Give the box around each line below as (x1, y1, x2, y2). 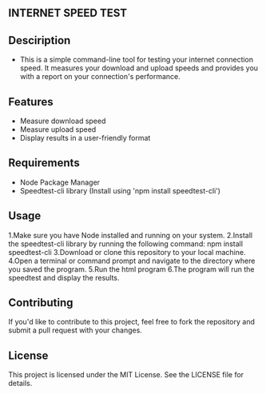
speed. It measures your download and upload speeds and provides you (19, 63, 258, 73)
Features (8, 95, 54, 109)
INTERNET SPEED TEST (8, 6, 128, 20)
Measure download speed (19, 116, 106, 126)
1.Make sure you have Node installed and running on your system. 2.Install (8, 230, 253, 240)
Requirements (8, 156, 80, 170)
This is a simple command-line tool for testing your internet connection (19, 55, 254, 65)
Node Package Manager (19, 177, 101, 187)
